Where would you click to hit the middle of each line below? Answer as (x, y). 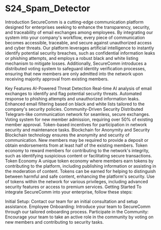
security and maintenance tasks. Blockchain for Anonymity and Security (78, 130)
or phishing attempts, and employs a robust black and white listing (72, 58)
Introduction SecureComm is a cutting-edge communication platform (74, 22)
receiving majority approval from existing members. (57, 79)
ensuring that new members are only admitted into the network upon (74, 74)
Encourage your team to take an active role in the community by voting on (79, 217)
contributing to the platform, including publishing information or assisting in (80, 166)
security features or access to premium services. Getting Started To (73, 187)
